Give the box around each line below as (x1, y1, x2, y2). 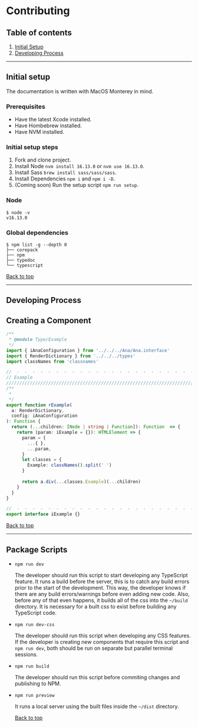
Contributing (6, 4, 70, 18)
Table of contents (6, 28, 72, 38)
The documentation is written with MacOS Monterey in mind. (6, 87, 154, 95)
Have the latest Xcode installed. (14, 116, 92, 123)
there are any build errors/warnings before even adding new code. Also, (14, 591, 190, 598)
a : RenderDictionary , (11, 407, 65, 413)
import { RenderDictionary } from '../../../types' (6, 353, 136, 359)
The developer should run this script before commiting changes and (14, 674, 180, 681)
